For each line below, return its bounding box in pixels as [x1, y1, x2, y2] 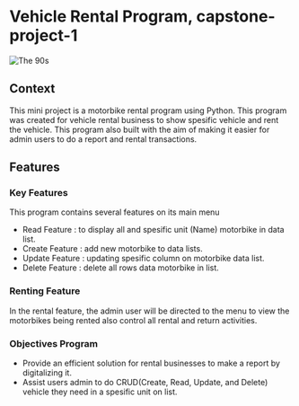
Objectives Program [9, 337, 99, 349]
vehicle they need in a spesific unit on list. [22, 386, 178, 397]
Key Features [9, 187, 69, 199]
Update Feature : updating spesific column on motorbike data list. [22, 253, 265, 264]
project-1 [9, 25, 78, 46]
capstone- [196, 6, 276, 27]
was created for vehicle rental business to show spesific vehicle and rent [9, 114, 279, 125]
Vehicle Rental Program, [9, 6, 193, 27]
